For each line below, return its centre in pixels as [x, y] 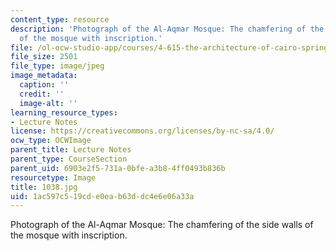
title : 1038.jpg [44, 187]
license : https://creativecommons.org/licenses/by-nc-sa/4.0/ [142, 131]
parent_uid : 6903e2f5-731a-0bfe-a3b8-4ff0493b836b [118, 168]
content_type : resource [60, 19]
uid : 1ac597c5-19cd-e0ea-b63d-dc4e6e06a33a [102, 196]
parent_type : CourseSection [69, 159]
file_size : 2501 [44, 57]
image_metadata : [44, 76]
